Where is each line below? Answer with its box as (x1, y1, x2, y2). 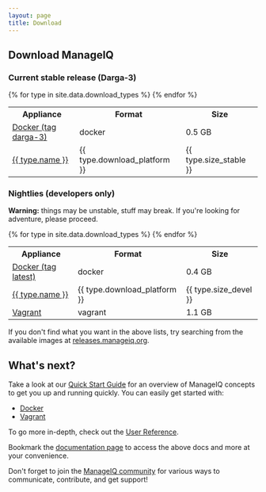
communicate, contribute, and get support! (8, 475, 149, 484)
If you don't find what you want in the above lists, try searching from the (8, 327, 244, 337)
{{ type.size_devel (185, 284, 253, 296)
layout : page (8, 11, 51, 20)
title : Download (8, 19, 62, 27)
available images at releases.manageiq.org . (8, 336, 150, 345)
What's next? (8, 358, 76, 372)
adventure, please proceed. (8, 215, 99, 224)
